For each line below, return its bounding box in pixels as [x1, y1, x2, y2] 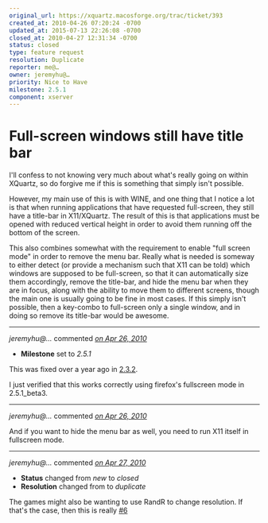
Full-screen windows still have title [9, 127, 244, 145]
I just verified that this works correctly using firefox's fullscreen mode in [9, 380, 245, 389]
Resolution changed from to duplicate [20, 482, 146, 491]
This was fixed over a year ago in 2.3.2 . [9, 365, 138, 374]
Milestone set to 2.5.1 [20, 349, 91, 358]
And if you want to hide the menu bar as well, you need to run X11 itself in [9, 427, 249, 436]
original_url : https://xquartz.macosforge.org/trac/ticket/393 [9, 11, 223, 20]
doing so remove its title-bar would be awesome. [9, 311, 169, 320]
